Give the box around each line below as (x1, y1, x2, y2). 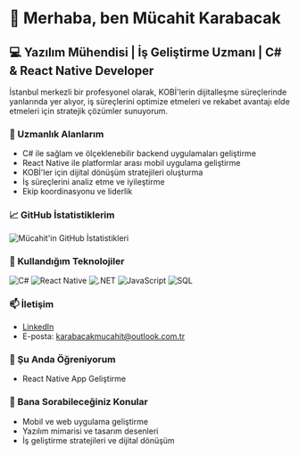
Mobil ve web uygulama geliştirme (21, 416, 149, 426)
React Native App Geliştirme (21, 374, 127, 385)
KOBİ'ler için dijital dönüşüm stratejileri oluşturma (21, 167, 203, 178)
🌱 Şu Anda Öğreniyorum (9, 353, 116, 366)
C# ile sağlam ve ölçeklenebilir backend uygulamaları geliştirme (21, 148, 257, 159)
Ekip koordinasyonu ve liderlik (21, 186, 133, 197)
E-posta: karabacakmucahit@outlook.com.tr (21, 331, 186, 342)
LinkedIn (21, 321, 54, 333)
